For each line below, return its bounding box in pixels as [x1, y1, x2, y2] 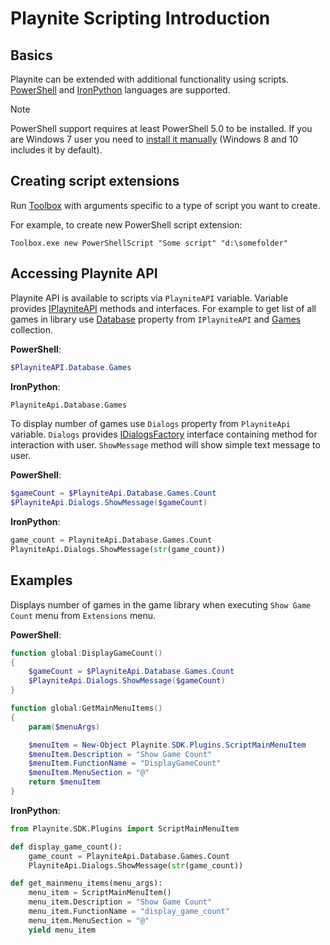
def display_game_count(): [10, 842, 123, 852]
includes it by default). [10, 144, 103, 156]
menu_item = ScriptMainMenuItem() [28, 888, 172, 898]
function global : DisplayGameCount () [10, 648, 163, 658]
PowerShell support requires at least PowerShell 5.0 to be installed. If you [10, 123, 313, 134]
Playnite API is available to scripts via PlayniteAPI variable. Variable [10, 292, 289, 304]
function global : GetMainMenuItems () [10, 703, 163, 714]
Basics [10, 47, 53, 64]
